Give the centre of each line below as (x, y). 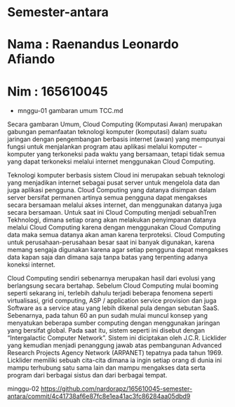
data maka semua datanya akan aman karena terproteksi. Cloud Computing (116, 235)
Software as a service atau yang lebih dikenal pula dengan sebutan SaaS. (113, 308)
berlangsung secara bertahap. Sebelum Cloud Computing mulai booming (113, 286)
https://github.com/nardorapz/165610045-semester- (117, 389)
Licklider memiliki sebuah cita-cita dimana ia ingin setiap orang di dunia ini (115, 360)
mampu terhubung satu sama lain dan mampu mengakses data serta (106, 368)
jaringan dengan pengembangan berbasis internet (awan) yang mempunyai (116, 139)
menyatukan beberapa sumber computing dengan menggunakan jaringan (114, 323)
